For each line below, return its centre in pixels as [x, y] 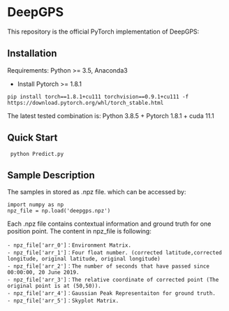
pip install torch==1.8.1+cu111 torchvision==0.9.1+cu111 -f [98, 96]
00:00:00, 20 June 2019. [43, 273]
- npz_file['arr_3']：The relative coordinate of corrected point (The [113, 280]
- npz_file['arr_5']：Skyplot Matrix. [63, 301]
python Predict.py [37, 154]
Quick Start [32, 138]
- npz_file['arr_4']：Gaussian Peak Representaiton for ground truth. [112, 294]
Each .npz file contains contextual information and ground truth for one [109, 224]
